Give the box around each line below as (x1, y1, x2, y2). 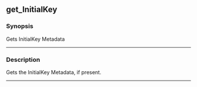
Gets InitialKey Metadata (6, 35, 65, 43)
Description (6, 55, 40, 64)
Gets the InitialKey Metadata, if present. (6, 68, 101, 75)
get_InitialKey (6, 5, 57, 15)
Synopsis (6, 22, 33, 30)
